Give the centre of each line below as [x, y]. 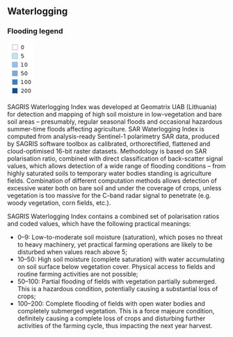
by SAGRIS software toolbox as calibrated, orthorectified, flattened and [109, 143]
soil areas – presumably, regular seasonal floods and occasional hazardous [115, 122]
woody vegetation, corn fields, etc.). [59, 203]
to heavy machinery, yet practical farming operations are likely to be [115, 244]
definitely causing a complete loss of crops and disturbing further [111, 318]
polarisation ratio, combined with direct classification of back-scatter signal [115, 158]
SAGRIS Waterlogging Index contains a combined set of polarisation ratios [113, 216]
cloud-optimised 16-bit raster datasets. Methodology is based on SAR [107, 151]
